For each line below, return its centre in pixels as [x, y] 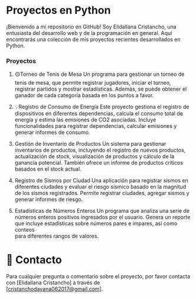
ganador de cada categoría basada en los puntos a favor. [84, 95]
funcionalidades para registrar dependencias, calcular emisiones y [96, 126]
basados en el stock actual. [48, 169]
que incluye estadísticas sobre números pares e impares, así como [96, 223]
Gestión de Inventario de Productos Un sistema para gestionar [90, 144]
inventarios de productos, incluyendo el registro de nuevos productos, [100, 150]
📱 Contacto [34, 260]
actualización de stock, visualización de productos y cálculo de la [94, 156]
